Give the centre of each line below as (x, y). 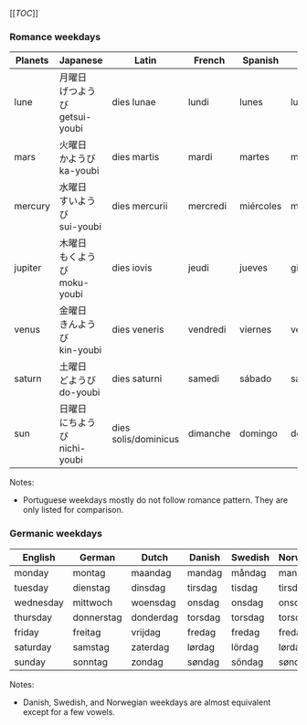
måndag (249, 572)
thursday (33, 617)
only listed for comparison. (73, 510)
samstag (91, 646)
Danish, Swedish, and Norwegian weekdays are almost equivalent (147, 702)
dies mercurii (140, 207)
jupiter (28, 268)
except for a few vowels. (69, 711)
